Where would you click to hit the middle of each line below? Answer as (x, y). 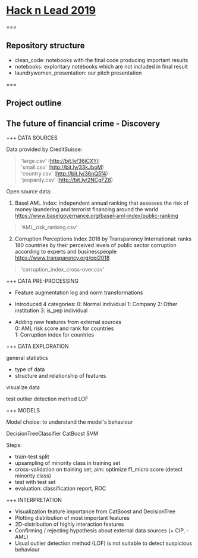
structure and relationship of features (60, 375)
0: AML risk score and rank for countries (64, 328)
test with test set (35, 482)
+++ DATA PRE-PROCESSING (43, 280)
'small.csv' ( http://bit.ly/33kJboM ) (62, 167)
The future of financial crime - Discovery (83, 123)
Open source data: (29, 191)
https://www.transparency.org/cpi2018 (62, 258)
